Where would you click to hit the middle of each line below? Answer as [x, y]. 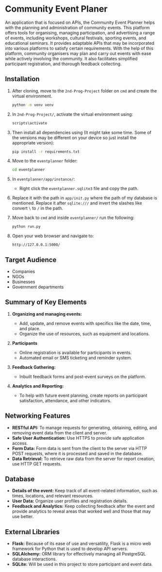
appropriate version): [33, 143]
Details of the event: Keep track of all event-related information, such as [85, 491]
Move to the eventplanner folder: [45, 161]
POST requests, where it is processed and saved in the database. [77, 453]
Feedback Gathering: [34, 367]
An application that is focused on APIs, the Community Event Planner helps [80, 22]
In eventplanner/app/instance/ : [43, 179]
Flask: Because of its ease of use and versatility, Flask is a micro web [81, 544]
